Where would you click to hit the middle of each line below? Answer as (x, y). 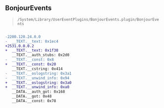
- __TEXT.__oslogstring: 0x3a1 (38, 73)
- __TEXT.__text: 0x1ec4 (32, 41)
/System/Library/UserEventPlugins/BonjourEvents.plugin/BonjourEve (88, 19)
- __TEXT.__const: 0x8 (30, 60)
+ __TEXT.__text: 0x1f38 (32, 51)
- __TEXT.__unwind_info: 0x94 (37, 78)
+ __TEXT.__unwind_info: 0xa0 (37, 87)
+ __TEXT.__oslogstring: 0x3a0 (38, 83)
